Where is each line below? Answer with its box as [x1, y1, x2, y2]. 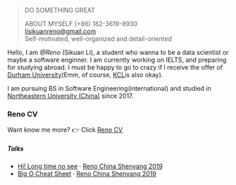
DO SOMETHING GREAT [24, 6, 95, 14]
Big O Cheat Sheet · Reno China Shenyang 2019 [17, 170, 157, 178]
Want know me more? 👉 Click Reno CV [7, 126, 123, 134]
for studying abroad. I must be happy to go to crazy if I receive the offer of [7, 63, 223, 71]
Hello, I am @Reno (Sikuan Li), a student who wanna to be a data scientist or [7, 49, 229, 56]
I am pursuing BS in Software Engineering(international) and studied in [7, 84, 211, 92]
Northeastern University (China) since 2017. [7, 91, 134, 100]
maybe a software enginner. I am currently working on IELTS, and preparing [7, 56, 227, 64]
